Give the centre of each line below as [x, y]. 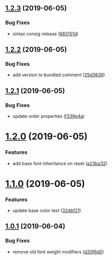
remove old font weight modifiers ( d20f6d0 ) [58, 251]
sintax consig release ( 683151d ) [45, 34]
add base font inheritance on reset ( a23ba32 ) [60, 163]
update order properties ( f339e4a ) [48, 116]
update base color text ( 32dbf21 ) [47, 211]
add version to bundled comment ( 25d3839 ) [59, 75]
